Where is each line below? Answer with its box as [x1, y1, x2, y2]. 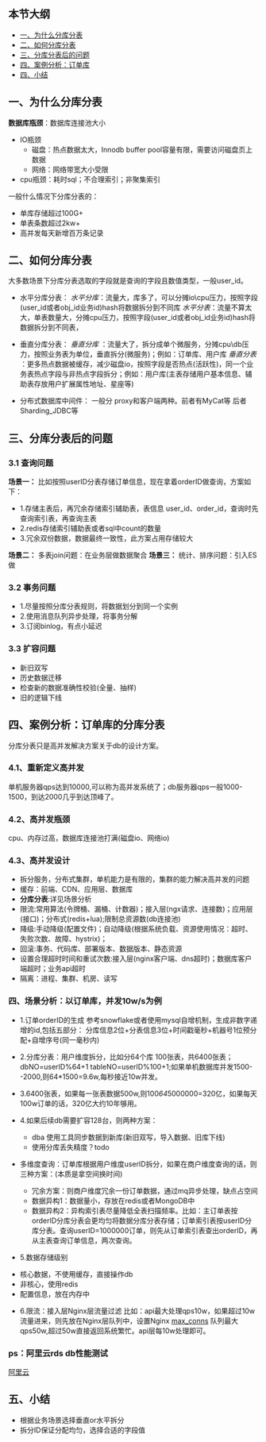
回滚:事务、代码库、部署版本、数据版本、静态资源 [19, 944, 183, 954]
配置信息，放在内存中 [19, 1289, 90, 1298]
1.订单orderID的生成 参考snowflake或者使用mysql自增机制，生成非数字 [19, 1015, 251, 1024]
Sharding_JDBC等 [19, 406, 79, 415]
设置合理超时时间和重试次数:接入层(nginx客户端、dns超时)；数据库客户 [19, 954, 253, 963]
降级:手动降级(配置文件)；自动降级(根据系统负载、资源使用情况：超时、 [19, 924, 253, 934]
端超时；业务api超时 [19, 964, 86, 974]
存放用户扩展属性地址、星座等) [33, 380, 134, 389]
